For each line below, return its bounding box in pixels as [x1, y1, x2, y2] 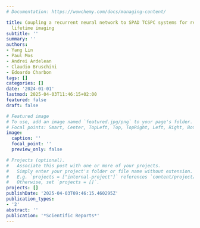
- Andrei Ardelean [6, 58, 52, 64]
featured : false [6, 97, 46, 103]
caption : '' [11, 135, 42, 142]
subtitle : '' [6, 30, 39, 36]
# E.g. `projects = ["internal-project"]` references [6, 174, 148, 180]
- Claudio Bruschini [6, 64, 58, 70]
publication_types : [6, 196, 55, 202]
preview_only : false [11, 146, 62, 152]
